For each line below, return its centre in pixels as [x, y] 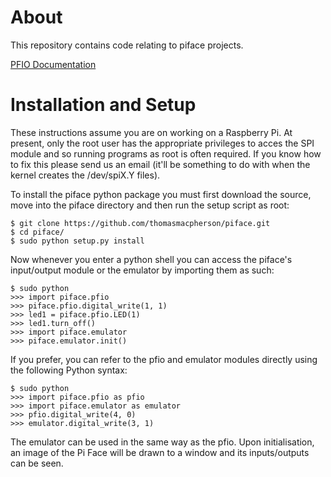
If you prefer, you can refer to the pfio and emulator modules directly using [164, 359]
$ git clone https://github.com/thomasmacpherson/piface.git [140, 223]
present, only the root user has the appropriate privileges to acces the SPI [162, 143]
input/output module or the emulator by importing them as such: [142, 270]
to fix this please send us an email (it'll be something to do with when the [160, 164]
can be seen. [37, 463]
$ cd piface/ [37, 232]
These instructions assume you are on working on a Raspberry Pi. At [151, 132]
